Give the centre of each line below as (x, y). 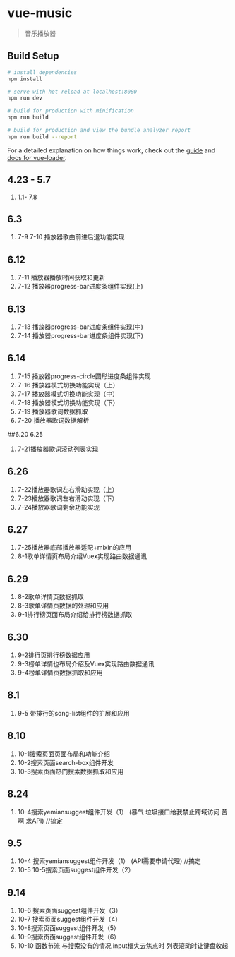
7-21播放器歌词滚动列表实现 (58, 449)
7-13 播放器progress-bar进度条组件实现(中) (80, 327)
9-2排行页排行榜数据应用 (54, 655)
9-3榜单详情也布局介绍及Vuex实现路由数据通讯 (86, 664)
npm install (25, 79)
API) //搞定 (47, 821)
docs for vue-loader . (37, 157)
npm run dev (25, 98)
